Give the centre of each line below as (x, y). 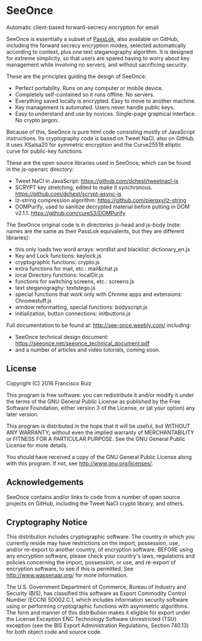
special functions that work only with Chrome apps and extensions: (99, 294)
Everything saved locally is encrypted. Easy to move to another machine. (105, 101)
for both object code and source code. (54, 632)
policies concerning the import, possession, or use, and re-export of (91, 562)
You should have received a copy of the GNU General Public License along (99, 457)
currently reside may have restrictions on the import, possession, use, (93, 543)
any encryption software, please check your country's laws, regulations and (101, 556)
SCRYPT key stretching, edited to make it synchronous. (84, 187)
